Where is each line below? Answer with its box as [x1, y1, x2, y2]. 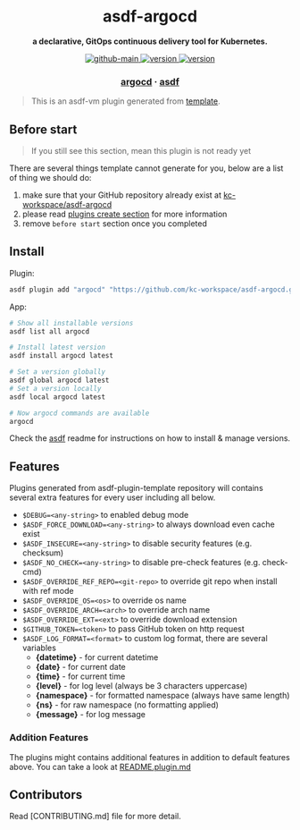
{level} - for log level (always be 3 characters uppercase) [35, 681, 248, 691]
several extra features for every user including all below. [9, 492, 216, 503]
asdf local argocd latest [9, 392, 105, 402]
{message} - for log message [35, 709, 146, 720]
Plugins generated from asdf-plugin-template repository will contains [9, 483, 263, 494]
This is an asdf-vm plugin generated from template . [30, 96, 221, 106]
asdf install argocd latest [9, 351, 114, 360]
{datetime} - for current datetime [35, 652, 159, 663]
